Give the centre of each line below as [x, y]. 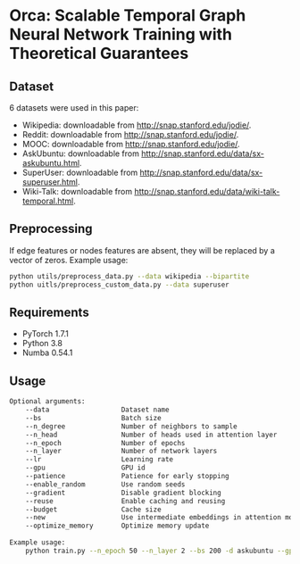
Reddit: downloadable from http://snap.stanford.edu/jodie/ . [130, 134]
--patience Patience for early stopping [127, 477]
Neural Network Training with [121, 34]
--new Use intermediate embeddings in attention [153, 518]
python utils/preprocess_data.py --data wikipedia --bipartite [129, 276]
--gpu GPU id [85, 468]
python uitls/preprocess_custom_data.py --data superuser [119, 285]
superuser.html [50, 182]
